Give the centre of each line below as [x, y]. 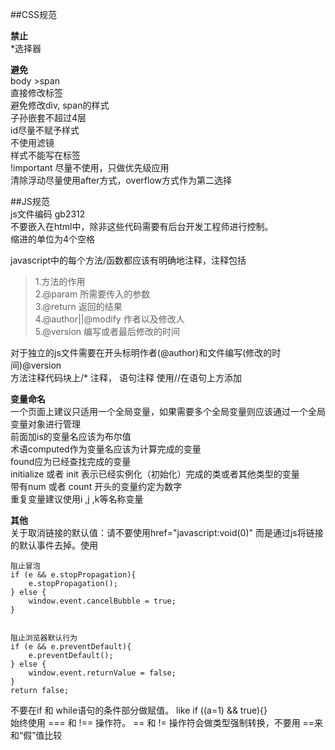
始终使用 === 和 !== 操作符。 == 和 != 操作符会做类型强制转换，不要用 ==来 [167, 722]
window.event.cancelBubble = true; [102, 601]
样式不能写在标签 [45, 155]
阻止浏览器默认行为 [44, 638]
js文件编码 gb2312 [48, 214]
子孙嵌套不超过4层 [48, 117]
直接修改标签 [36, 92]
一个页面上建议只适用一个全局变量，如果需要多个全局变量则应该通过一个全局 [168, 411]
